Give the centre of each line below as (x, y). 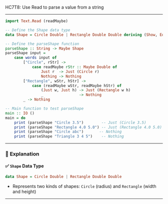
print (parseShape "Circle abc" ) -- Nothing (68, 132)
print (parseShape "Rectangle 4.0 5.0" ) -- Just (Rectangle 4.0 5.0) (88, 127)
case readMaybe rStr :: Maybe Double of (74, 67)
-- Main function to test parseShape (44, 108)
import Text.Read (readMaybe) (37, 21)
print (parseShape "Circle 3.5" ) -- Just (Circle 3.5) (80, 122)
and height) (24, 191)
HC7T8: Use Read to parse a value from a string (54, 7)
